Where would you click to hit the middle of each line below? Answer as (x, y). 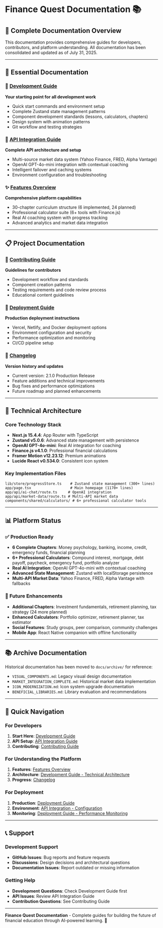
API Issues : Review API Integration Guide (53, 896)
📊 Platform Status (33, 521)
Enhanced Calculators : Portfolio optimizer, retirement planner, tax (78, 617)
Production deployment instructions (42, 318)
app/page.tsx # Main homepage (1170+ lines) (69, 488)
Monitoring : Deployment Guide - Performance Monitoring (70, 813)
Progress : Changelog (33, 780)
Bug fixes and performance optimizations (53, 386)
